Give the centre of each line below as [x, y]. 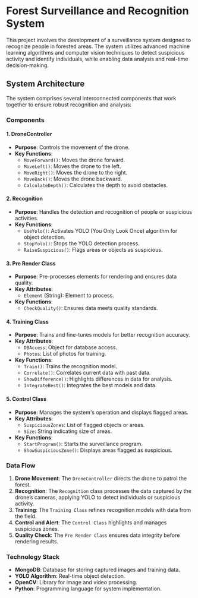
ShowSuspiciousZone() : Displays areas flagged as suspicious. [98, 450]
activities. [26, 219]
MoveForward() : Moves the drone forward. [74, 160]
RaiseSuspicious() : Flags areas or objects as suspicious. [93, 250]
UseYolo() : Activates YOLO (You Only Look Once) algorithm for [100, 231]
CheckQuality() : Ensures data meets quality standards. [91, 308]
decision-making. [28, 65]
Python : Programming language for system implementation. [88, 588]
